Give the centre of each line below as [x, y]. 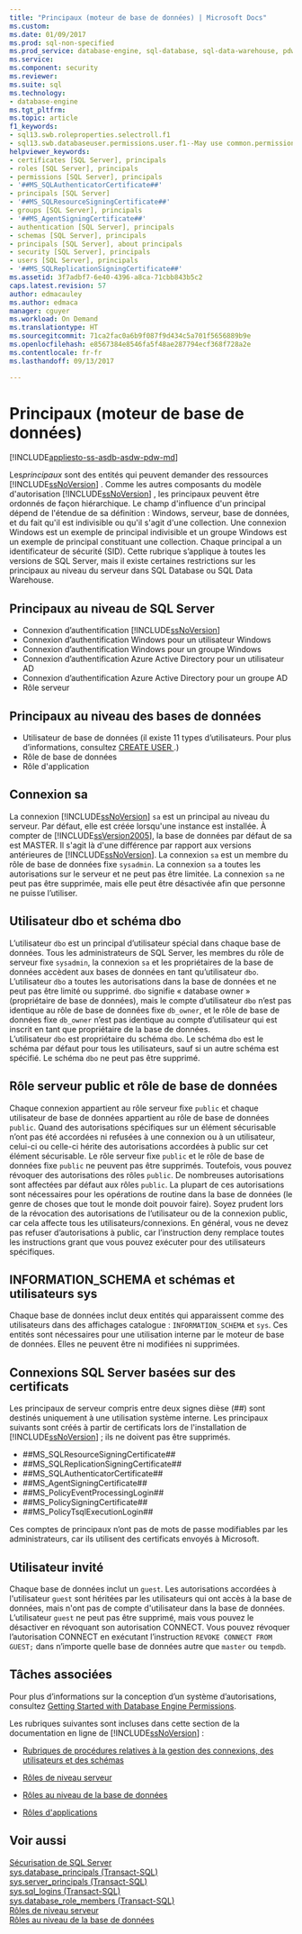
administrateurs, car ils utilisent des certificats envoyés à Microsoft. [134, 1539]
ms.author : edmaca [44, 303]
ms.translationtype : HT [54, 328]
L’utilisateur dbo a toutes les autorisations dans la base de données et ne [143, 981]
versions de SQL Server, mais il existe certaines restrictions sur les [133, 561]
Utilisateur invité [57, 1567]
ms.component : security [54, 68]
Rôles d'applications [60, 1812]
